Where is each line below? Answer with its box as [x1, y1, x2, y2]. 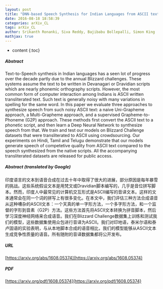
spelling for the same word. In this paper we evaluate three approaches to [5, 101, 153, 107]
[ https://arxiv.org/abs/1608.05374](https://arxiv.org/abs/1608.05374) [5, 255, 143, 260]
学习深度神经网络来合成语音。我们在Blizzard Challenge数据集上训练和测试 [5, 213, 153, 219]
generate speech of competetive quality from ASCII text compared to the [5, 142, 151, 148]
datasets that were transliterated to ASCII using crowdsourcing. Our [5, 132, 140, 138]
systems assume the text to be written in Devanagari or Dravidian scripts [5, 81, 150, 87]
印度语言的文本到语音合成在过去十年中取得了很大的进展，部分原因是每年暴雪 [5, 177, 158, 183]
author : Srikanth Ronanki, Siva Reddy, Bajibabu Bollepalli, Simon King [5, 30, 155, 34]
